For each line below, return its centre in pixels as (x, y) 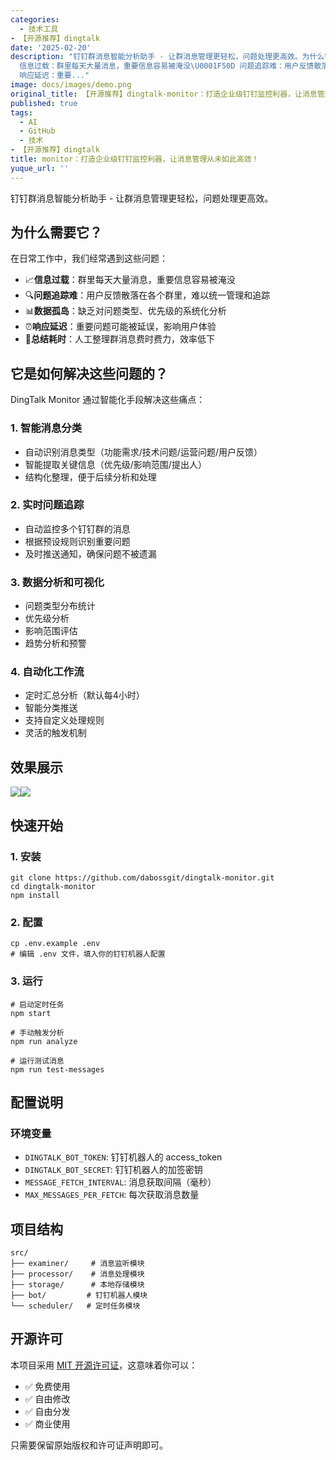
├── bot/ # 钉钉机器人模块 (79, 1296)
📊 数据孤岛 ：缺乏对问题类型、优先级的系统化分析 (125, 311)
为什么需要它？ (56, 232)
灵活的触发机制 (55, 733)
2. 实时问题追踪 (47, 505)
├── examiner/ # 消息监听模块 (77, 1264)
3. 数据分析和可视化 (57, 582)
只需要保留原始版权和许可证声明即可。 (89, 1445)
